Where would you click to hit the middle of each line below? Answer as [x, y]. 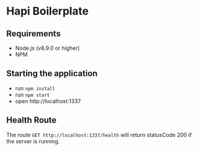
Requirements [33, 34]
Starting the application [52, 74]
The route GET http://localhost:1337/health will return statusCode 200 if [99, 135]
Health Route [31, 120]
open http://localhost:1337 [48, 101]
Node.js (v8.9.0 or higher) [47, 48]
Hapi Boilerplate [48, 11]
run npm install [35, 88]
